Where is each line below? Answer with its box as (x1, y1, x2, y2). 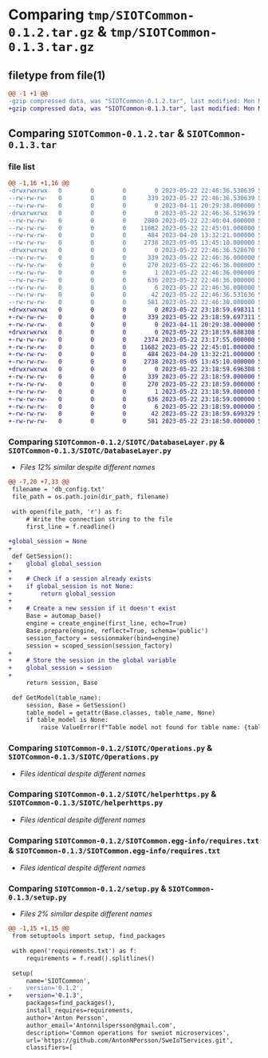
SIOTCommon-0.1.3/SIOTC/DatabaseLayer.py (8, 447, 171, 455)
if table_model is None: (26, 716, 109, 724)
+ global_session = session (8, 664, 112, 672)
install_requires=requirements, (26, 1007, 134, 1015)
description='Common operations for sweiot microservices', (26, 1028, 230, 1037)
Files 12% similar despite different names (19, 463, 156, 472)
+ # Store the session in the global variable (8, 656, 177, 665)
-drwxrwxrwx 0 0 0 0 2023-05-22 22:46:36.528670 (8, 246, 255, 254)
